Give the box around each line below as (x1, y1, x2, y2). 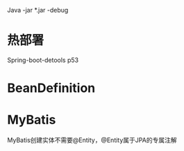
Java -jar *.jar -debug (7, 6, 69, 14)
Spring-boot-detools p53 (7, 56, 78, 64)
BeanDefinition (7, 80, 96, 96)
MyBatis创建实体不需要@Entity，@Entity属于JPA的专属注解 (7, 136, 177, 145)
